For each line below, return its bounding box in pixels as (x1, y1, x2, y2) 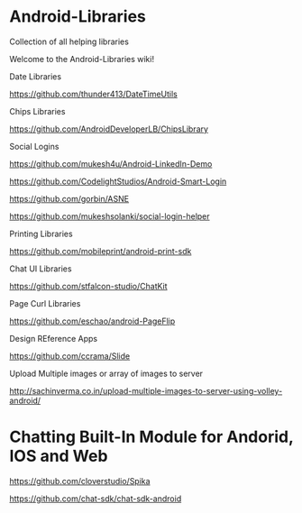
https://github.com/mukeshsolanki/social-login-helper (9, 210, 210, 222)
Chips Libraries (9, 105, 66, 116)
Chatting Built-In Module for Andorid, (9, 426, 294, 447)
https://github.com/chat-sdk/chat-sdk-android (9, 493, 182, 504)
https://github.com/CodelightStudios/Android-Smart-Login (9, 176, 227, 187)
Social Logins (9, 141, 59, 151)
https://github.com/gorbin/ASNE (9, 193, 129, 204)
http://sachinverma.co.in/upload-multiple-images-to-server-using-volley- (9, 385, 283, 396)
